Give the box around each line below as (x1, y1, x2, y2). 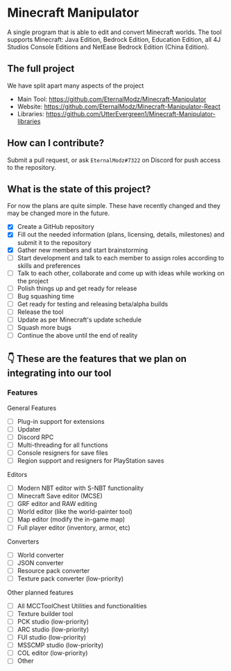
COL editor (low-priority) (17, 649, 88, 657)
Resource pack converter (17, 566, 90, 575)
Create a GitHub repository (17, 223, 95, 231)
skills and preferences (17, 261, 81, 269)
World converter (17, 551, 65, 559)
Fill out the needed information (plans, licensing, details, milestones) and (17, 230, 225, 239)
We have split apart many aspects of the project (7, 81, 144, 90)
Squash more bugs (17, 324, 71, 331)
